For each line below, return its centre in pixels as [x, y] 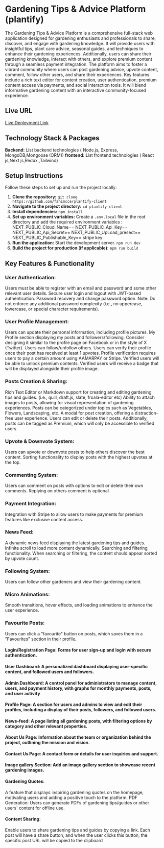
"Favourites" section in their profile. [41, 639]
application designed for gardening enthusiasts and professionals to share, [81, 38]
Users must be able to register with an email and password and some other [81, 288]
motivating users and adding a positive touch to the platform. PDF [71, 798]
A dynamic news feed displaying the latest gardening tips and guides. [75, 543]
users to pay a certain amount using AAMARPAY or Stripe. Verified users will [82, 358]
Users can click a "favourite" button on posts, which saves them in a [74, 633]
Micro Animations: [27, 595]
